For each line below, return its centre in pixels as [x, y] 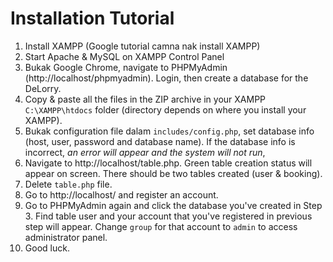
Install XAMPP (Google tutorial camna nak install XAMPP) [142, 46]
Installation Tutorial [92, 18]
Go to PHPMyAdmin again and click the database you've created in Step [173, 205]
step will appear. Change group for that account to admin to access [161, 226]
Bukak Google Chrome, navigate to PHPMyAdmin [126, 67]
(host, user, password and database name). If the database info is [160, 141]
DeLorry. [43, 88]
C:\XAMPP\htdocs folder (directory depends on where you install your [165, 109]
